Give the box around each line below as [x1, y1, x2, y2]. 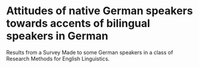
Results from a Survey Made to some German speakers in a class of [6, 48, 173, 56]
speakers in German [6, 30, 109, 43]
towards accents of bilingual [6, 17, 151, 30]
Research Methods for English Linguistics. [6, 55, 110, 62]
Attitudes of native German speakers [6, 4, 193, 18]
